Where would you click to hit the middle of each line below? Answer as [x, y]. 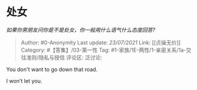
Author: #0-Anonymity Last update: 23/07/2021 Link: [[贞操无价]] [101, 42]
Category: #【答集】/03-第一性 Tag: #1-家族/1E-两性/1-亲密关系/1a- [103, 50]
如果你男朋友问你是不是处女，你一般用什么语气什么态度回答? [81, 30]
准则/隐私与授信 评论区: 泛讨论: [64, 57]
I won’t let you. [24, 80]
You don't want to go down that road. [52, 69]
